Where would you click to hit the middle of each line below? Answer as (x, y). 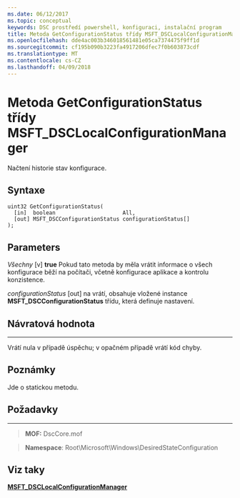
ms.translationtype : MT (43, 54)
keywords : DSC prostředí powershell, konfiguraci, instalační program (115, 27)
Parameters (34, 247)
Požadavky (33, 410)
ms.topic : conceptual (40, 21)
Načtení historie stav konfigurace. (57, 168)
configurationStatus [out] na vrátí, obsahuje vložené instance (97, 294)
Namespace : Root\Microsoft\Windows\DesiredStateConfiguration (121, 447)
